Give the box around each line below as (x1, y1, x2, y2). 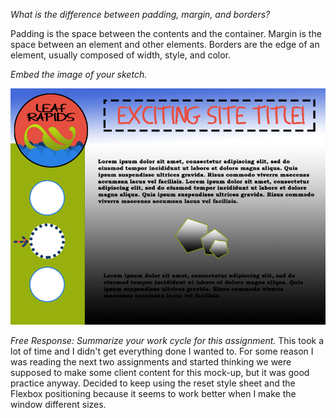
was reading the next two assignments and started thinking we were (10, 356, 292, 368)
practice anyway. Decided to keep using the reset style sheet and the (10, 377, 296, 389)
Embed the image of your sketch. (10, 69, 148, 80)
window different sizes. (10, 399, 107, 410)
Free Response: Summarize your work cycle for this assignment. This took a (10, 335, 325, 346)
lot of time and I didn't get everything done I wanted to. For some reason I (10, 345, 314, 357)
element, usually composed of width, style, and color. (10, 49, 232, 61)
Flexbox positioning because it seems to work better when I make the (10, 388, 297, 399)
